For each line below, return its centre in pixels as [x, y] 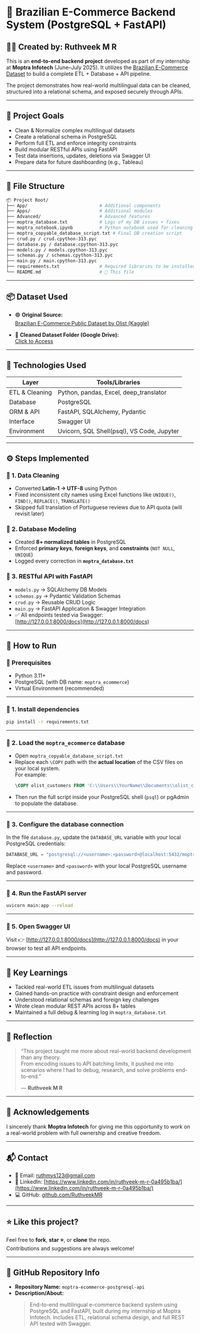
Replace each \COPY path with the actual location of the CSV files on [99, 762]
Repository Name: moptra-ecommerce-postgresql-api [79, 1287]
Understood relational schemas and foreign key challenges [87, 1000]
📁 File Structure [35, 186]
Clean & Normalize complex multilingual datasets [75, 130]
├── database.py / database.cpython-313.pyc [62, 244]
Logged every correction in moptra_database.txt [74, 561]
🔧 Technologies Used [46, 366]
